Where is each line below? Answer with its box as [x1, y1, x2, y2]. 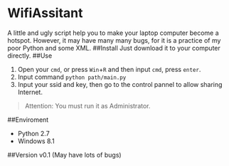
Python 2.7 [17, 129, 50, 138]
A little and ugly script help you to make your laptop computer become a [7, 28, 219, 37]
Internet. [17, 88, 43, 96]
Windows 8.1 [17, 137, 55, 145]
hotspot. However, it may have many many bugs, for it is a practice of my [7, 36, 221, 44]
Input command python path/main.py [17, 73, 127, 81]
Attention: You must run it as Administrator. [24, 101, 151, 110]
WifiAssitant [7, 5, 83, 21]
